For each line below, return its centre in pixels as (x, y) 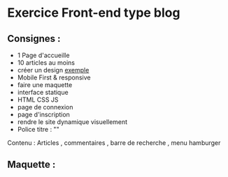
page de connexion (45, 107)
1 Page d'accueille (43, 55)
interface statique (43, 92)
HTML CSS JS (38, 100)
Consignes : (34, 39)
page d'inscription (43, 114)
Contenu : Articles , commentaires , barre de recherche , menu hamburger (114, 143)
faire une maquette (45, 85)
